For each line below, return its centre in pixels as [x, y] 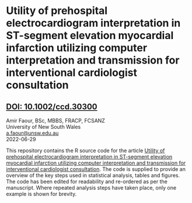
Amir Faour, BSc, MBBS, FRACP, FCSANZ [55, 120]
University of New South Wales [43, 127]
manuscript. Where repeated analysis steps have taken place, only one [91, 188]
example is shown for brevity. [41, 194]
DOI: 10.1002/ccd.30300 [52, 106]
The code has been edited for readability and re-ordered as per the [87, 181]
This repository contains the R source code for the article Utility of [85, 150]
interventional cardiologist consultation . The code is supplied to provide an [96, 169]
